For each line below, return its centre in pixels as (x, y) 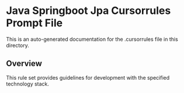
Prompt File (34, 23)
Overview (24, 64)
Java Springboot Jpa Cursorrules (88, 11)
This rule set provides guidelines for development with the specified (88, 77)
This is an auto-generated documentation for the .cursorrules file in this (92, 39)
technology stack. (28, 84)
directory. (18, 45)
